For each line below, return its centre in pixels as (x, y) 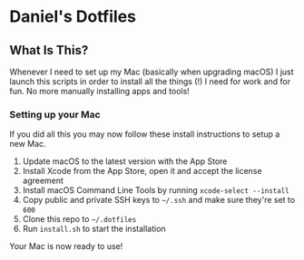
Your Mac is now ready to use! (66, 246)
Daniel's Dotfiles (73, 17)
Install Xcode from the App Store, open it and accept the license (142, 171)
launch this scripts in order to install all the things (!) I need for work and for (150, 82)
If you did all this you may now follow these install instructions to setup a (145, 134)
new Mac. (28, 144)
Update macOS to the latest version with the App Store (125, 161)
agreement (43, 181)
